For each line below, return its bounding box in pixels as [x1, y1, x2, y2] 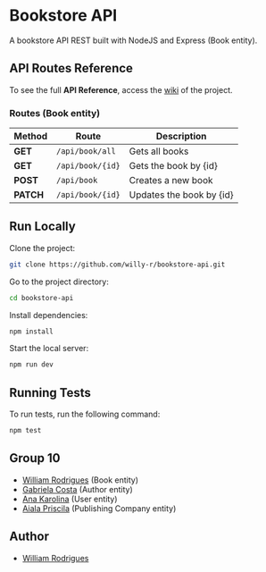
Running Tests [9, 385, 91, 400]
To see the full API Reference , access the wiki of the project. [9, 84, 233, 95]
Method [13, 130, 48, 143]
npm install [9, 327, 54, 336]
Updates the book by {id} [129, 189, 234, 201]
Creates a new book [129, 174, 213, 187]
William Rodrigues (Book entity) [21, 475, 139, 485]
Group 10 [9, 450, 61, 466]
